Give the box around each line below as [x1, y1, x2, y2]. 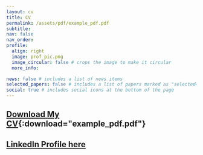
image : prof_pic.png [11, 54, 63, 60]
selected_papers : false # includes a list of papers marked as [6, 81, 169, 87]
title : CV [6, 14, 31, 21]
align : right [11, 48, 45, 54]
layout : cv [6, 8, 34, 15]
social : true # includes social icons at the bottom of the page [6, 87, 174, 93]
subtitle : [6, 25, 31, 32]
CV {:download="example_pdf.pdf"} [6, 119, 146, 129]
